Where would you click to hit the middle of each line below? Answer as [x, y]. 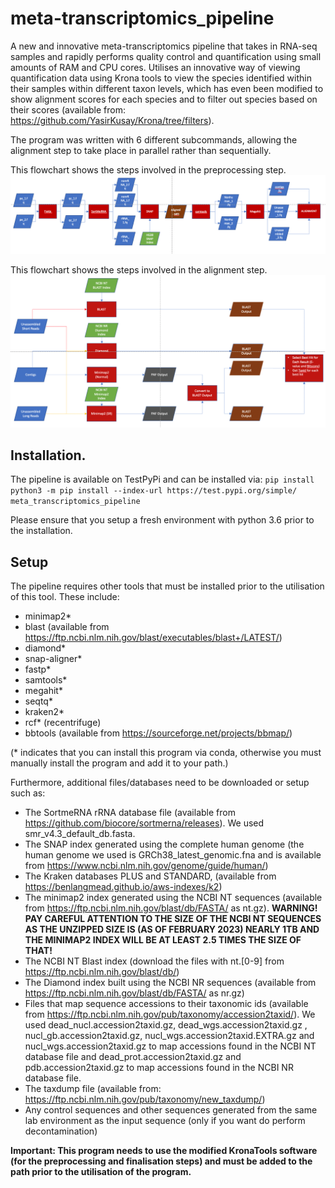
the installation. [41, 531]
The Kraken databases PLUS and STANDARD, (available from [150, 876]
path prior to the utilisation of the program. [101, 1172]
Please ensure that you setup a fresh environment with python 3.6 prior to [162, 520]
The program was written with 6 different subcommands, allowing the [154, 139]
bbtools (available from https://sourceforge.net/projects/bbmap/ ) [158, 733]
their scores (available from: [68, 109]
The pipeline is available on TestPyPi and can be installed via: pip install [162, 479]
